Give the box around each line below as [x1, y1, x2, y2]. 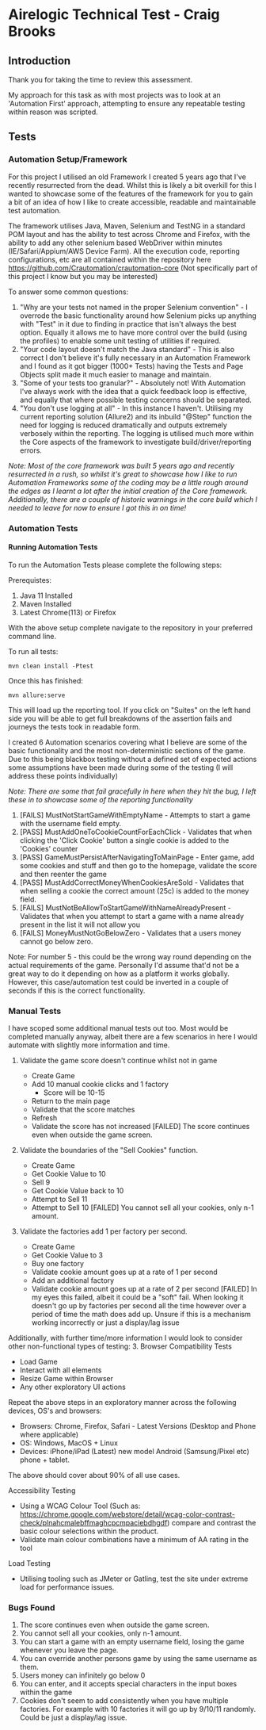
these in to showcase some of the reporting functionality [8, 794, 194, 804]
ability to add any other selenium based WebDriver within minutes [8, 238, 223, 247]
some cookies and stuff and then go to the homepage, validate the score [19, 860, 257, 870]
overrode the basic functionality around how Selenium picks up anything [19, 311, 257, 320]
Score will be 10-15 [43, 1088, 105, 1097]
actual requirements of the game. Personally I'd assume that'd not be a [8, 960, 240, 970]
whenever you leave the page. [19, 1645, 119, 1655]
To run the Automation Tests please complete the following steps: [8, 560, 222, 569]
